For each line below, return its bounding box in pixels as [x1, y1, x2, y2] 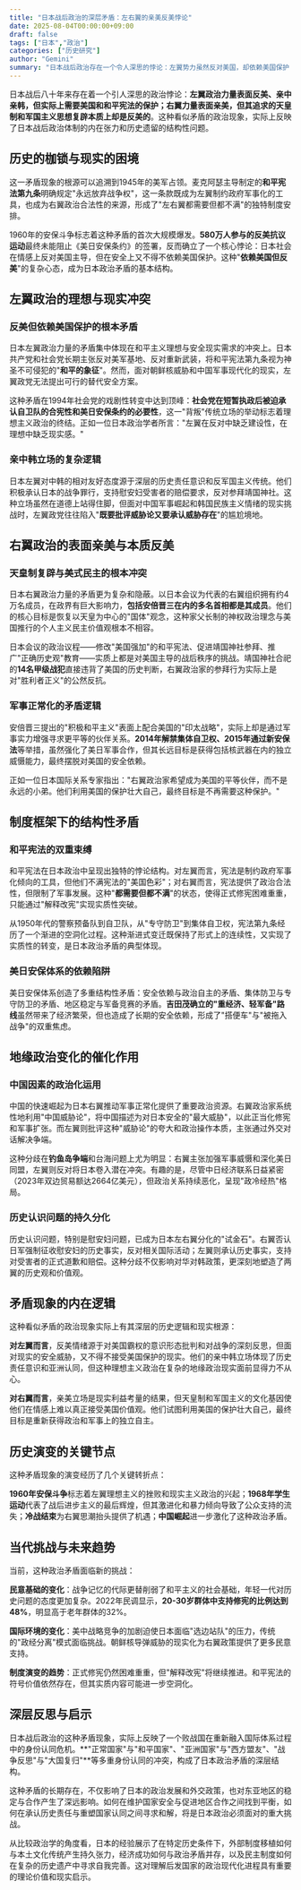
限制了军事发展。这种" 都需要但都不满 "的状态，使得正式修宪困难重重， [32, 888, 292, 898]
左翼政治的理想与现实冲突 [9, 292, 150, 307]
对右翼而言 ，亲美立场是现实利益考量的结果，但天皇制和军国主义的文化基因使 [9, 1393, 292, 1404]
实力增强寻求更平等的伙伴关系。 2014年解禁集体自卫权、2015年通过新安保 [16, 733, 290, 743]
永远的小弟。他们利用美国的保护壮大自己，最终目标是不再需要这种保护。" [9, 786, 280, 796]
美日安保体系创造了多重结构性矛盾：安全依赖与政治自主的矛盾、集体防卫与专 [9, 987, 292, 998]
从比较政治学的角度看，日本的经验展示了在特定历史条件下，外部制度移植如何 [9, 1837, 292, 1848]
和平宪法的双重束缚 [9, 843, 92, 855]
